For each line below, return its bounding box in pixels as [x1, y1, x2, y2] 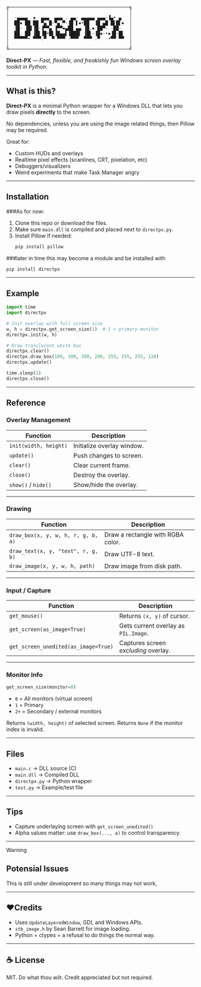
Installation [6, 192, 49, 202]
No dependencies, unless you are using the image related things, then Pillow [6, 120, 195, 127]
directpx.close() [6, 375, 50, 381]
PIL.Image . [119, 629, 149, 637]
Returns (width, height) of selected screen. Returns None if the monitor [6, 720, 184, 727]
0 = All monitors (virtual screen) [14, 695, 93, 702]
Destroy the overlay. [73, 471, 130, 479]
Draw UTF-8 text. [104, 550, 154, 558]
